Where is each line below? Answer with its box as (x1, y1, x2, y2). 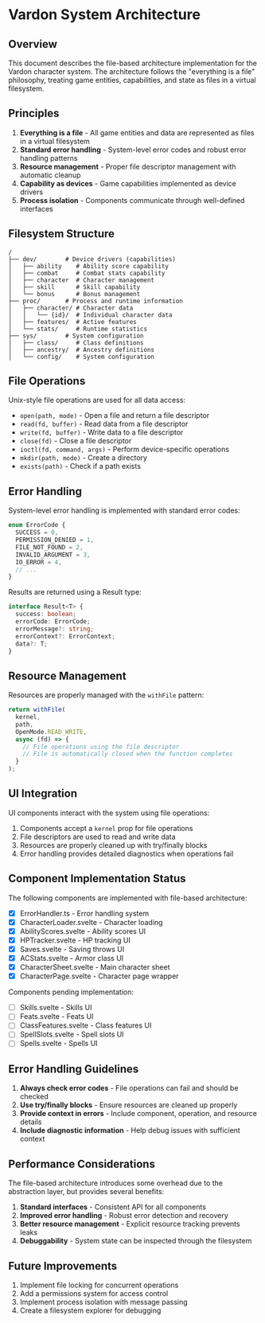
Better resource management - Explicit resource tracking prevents (19, 1220, 240, 1229)
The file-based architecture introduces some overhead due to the (8, 1178, 223, 1188)
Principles (8, 107, 60, 120)
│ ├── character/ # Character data (8, 304, 134, 312)
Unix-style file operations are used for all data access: (8, 396, 185, 405)
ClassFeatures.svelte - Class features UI (19, 1021, 152, 1030)
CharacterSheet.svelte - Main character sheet (19, 962, 170, 972)
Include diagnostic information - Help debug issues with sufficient (19, 1126, 240, 1135)
